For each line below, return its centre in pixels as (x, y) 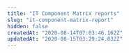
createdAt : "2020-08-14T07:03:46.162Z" (65, 33)
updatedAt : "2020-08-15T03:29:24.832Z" (65, 39)
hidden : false (28, 26)
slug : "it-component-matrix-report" (60, 20)
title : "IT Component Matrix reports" (63, 13)
